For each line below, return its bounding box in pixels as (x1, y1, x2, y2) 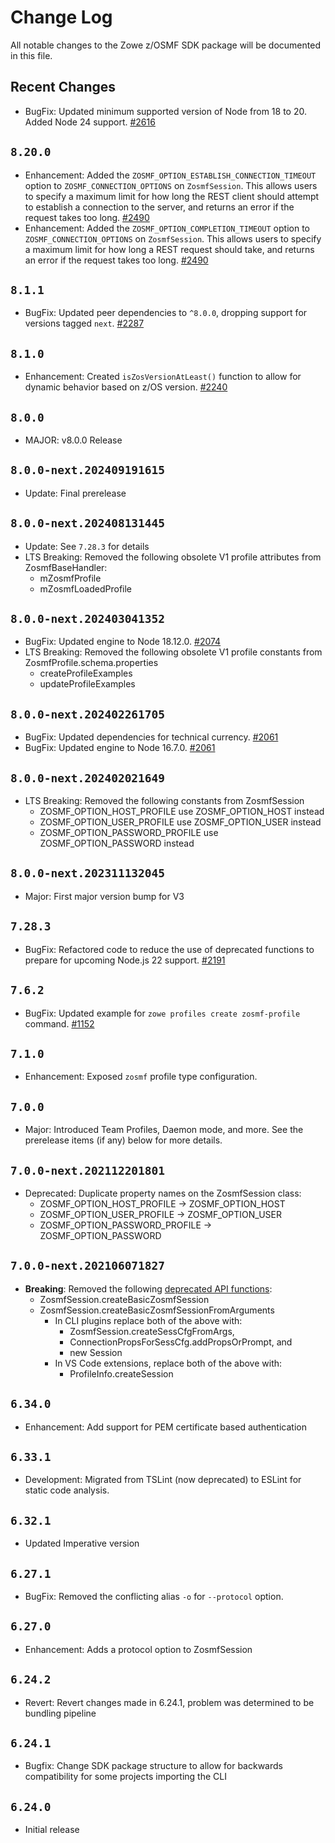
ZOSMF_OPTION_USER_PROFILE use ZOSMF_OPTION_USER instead (39, 816, 322, 828)
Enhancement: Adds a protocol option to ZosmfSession (24, 1643, 253, 1655)
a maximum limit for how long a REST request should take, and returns (24, 243, 315, 255)
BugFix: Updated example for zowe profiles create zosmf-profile (24, 1007, 301, 1019)
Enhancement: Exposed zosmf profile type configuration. (24, 1071, 258, 1083)
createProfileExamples (39, 667, 133, 680)
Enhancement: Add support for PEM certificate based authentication (24, 1421, 307, 1433)
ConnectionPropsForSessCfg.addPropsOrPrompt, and (69, 1336, 293, 1348)
